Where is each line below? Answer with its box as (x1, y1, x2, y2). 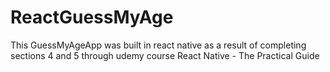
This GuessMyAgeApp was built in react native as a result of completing (10, 39, 307, 51)
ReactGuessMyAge (10, 6, 174, 29)
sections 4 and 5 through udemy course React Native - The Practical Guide (10, 49, 320, 61)
